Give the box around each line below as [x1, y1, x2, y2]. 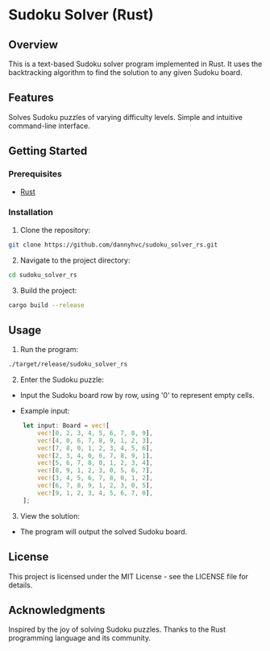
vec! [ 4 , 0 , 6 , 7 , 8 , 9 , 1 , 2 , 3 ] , [37, 437, 153, 445]
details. [8, 580, 33, 590]
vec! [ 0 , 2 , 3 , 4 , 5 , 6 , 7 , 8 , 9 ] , [37, 429, 153, 437]
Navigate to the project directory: [19, 255, 131, 265]
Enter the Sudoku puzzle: [19, 375, 105, 384]
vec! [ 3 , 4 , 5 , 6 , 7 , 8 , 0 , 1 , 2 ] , [37, 474, 153, 483]
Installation [8, 207, 54, 218]
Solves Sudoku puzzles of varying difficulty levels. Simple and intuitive [8, 112, 243, 122]
